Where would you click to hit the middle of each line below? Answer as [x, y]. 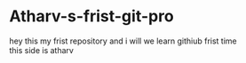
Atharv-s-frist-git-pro [92, 16]
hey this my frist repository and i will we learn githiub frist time [123, 41]
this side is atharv [41, 50]
